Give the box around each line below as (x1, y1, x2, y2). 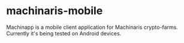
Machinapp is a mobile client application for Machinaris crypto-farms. (6, 24, 179, 31)
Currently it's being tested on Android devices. (6, 29, 122, 37)
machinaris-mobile (6, 4, 103, 18)
